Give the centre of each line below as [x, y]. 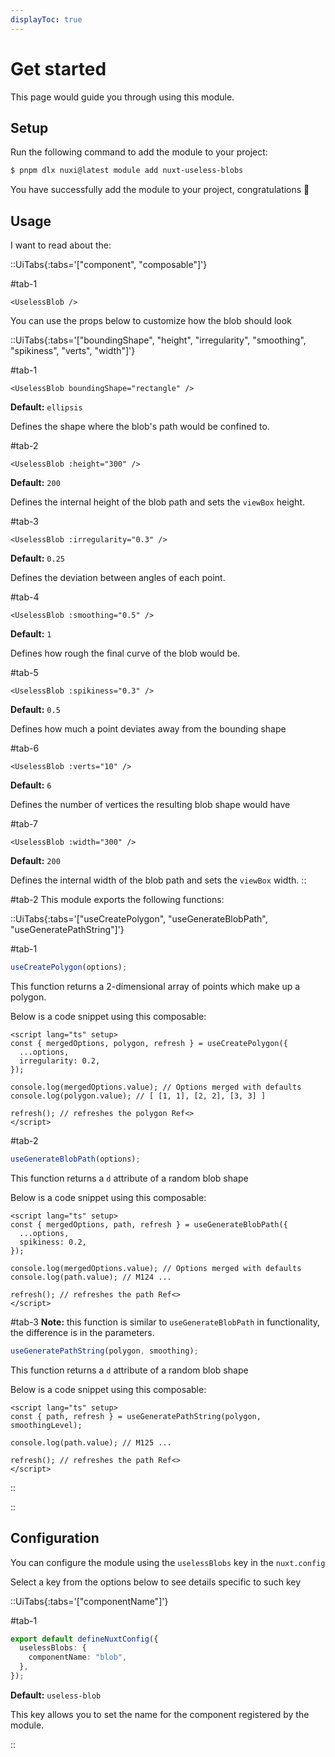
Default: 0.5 [35, 710]
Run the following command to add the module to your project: [139, 152]
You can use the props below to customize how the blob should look [151, 321]
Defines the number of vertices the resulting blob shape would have [150, 805]
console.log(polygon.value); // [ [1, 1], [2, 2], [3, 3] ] [138, 1096]
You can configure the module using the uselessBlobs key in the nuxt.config [168, 1562]
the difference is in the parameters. [82, 1332]
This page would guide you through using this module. [122, 97]
